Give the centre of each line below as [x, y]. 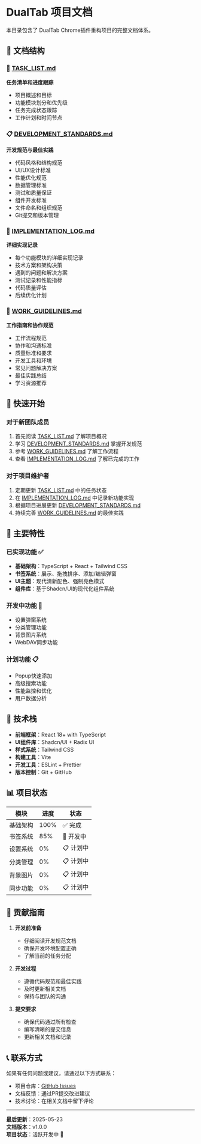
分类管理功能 [31, 628]
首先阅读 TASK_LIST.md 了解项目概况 [61, 437]
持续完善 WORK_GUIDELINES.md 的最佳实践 [69, 513]
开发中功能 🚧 [25, 606]
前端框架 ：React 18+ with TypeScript [60, 734]
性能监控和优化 [33, 691]
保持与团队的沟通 [45, 996]
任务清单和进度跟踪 [30, 82]
